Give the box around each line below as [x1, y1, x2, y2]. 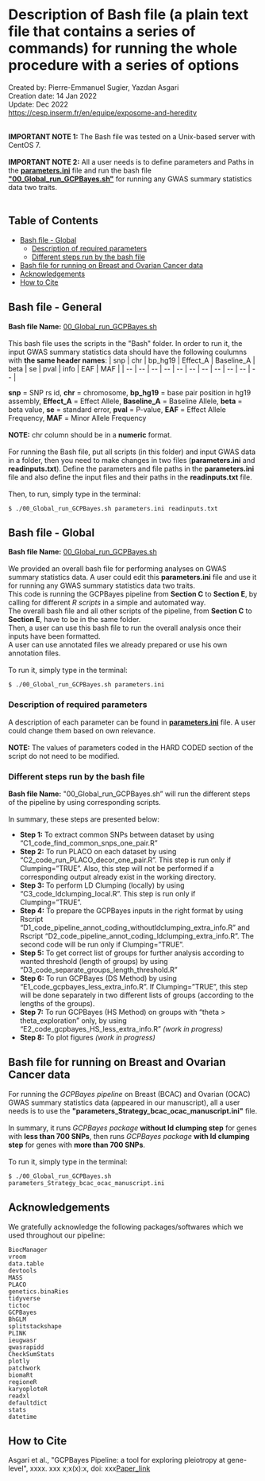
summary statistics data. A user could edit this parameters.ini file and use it [8, 573, 257, 582]
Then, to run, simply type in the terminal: [8, 489, 141, 499]
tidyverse [8, 1294, 41, 1302]
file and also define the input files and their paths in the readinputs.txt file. [8, 472, 252, 482]
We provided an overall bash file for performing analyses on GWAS [8, 564, 228, 573]
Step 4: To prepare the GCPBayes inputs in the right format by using [19, 905, 244, 915]
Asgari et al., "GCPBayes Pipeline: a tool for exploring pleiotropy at [8, 1456, 226, 1465]
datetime [8, 1413, 37, 1421]
